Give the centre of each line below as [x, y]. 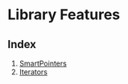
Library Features [64, 15]
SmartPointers [43, 63]
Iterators [33, 72]
